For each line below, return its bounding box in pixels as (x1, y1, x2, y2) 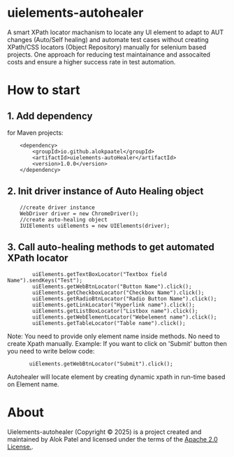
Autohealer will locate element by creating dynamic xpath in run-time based (7, 372, 226, 381)
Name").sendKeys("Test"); (7, 277, 82, 284)
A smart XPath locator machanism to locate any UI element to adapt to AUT (7, 28, 224, 36)
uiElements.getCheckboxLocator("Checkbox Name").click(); (32, 289, 205, 296)
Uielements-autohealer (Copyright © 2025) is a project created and (7, 428, 202, 436)
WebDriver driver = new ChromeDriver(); (20, 210, 139, 217)
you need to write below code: (7, 347, 95, 355)
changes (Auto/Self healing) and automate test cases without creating (7, 35, 209, 43)
